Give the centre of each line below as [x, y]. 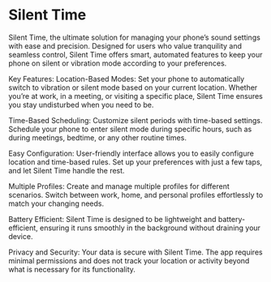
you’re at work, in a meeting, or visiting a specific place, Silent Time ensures [136, 96]
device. [21, 236]
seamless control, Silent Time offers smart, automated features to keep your [135, 54]
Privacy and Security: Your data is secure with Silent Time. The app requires [135, 252]
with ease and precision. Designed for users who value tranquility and [125, 45]
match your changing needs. [56, 203]
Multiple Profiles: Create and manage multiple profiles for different [119, 186]
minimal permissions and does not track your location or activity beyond [129, 260]
